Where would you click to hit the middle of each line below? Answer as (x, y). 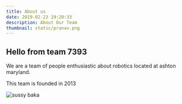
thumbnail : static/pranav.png (43, 28)
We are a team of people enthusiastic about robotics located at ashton (91, 66)
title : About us (26, 11)
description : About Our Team (42, 22)
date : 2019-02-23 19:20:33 (39, 17)
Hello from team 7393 (46, 51)
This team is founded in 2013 (41, 83)
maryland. (18, 72)
